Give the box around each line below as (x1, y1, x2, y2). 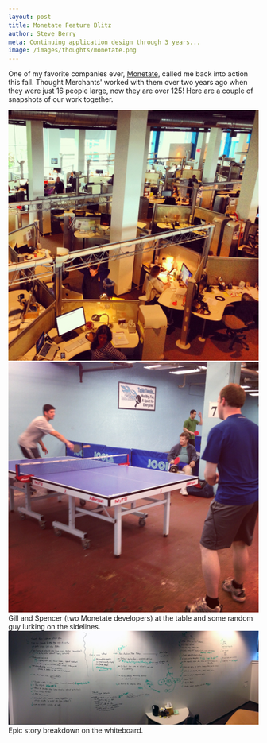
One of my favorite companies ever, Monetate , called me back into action (8, 69, 249, 79)
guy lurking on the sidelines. (8, 622, 101, 632)
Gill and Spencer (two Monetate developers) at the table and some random (8, 613, 253, 623)
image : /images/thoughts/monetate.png (8, 46, 137, 55)
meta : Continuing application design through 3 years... (8, 38, 201, 46)
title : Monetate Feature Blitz (8, 21, 112, 29)
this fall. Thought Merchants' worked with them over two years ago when (8, 78, 248, 87)
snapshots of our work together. (8, 95, 114, 104)
